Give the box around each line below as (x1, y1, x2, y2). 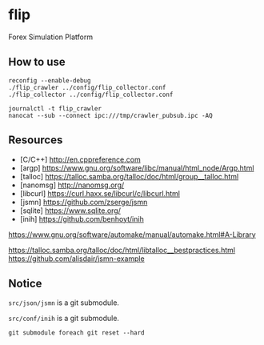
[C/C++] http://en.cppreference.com (19, 154, 142, 164)
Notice (8, 276, 42, 290)
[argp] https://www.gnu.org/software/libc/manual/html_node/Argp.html (19, 162, 254, 173)
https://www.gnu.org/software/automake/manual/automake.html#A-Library (8, 230, 256, 239)
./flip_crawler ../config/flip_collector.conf (8, 83, 166, 91)
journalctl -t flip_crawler (8, 104, 102, 113)
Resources (8, 134, 63, 147)
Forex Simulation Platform (8, 32, 94, 42)
